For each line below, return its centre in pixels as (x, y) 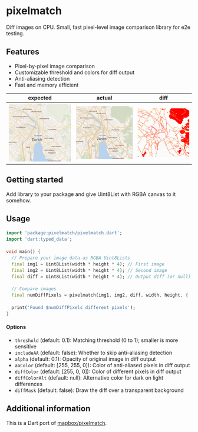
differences (29, 384)
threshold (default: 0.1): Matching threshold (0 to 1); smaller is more (96, 340)
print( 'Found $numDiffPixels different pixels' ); (73, 307)
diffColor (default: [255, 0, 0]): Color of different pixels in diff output (98, 371)
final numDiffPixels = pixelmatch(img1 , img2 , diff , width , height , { (100, 295)
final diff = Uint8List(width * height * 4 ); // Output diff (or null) (101, 277)
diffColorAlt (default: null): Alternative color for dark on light (89, 377)
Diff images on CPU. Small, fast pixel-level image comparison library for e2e (98, 27)
